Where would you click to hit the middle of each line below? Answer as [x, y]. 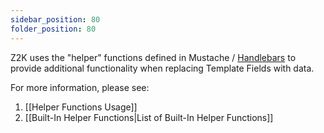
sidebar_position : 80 [55, 19]
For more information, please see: [80, 87]
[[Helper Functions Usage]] [81, 107]
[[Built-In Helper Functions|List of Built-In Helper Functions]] [149, 117]
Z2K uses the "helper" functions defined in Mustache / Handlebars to [153, 57]
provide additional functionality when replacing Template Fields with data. [162, 68]
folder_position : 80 [53, 29]
